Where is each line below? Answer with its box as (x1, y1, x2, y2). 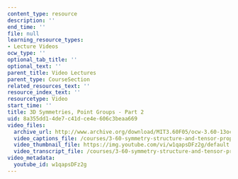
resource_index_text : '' (7, 89, 81, 96)
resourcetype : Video (7, 96, 69, 103)
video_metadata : (7, 154, 55, 162)
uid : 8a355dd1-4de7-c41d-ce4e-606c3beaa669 (7, 115, 138, 122)
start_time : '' (7, 102, 52, 109)
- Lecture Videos (7, 43, 59, 50)
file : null (7, 30, 40, 37)
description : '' (7, 17, 55, 24)
